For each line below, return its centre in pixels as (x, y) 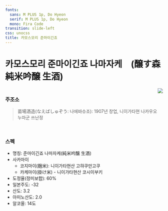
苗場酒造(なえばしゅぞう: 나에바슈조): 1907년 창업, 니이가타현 (78, 111)
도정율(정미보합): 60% (34, 178)
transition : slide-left (30, 29)
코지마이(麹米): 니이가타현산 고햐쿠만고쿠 (60, 166)
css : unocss (17, 33)
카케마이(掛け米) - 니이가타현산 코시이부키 (61, 172)
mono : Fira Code (26, 24)
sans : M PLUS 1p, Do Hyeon (38, 15)
